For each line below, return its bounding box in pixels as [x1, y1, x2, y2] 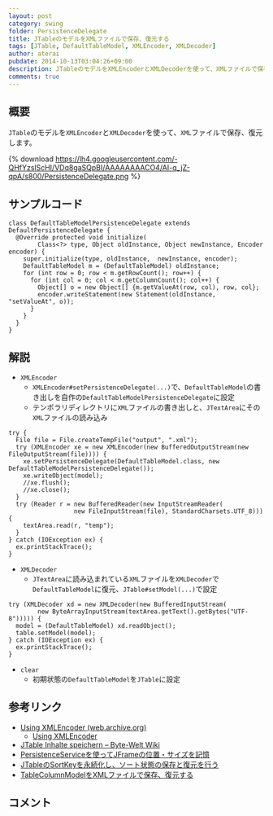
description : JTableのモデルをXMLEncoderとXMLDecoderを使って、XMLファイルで [8, 65, 258, 73]
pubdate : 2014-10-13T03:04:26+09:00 [8, 58, 132, 66]
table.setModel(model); [15, 629, 96, 638]
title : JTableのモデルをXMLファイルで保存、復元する [8, 34, 170, 43]
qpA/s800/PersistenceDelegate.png [8, 172, 129, 182]
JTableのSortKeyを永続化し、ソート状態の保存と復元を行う [19, 759, 219, 770]
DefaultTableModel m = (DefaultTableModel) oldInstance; [23, 262, 220, 270]
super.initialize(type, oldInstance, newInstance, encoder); [23, 255, 238, 263]
